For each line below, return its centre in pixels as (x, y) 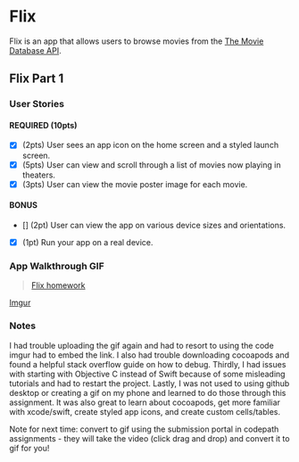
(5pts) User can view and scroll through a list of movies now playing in (151, 165)
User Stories (37, 104)
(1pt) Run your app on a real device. (87, 242)
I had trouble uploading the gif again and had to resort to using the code (141, 345)
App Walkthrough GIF (57, 266)
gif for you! (29, 448)
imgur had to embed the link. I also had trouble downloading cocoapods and (149, 355)
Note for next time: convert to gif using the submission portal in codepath (144, 429)
